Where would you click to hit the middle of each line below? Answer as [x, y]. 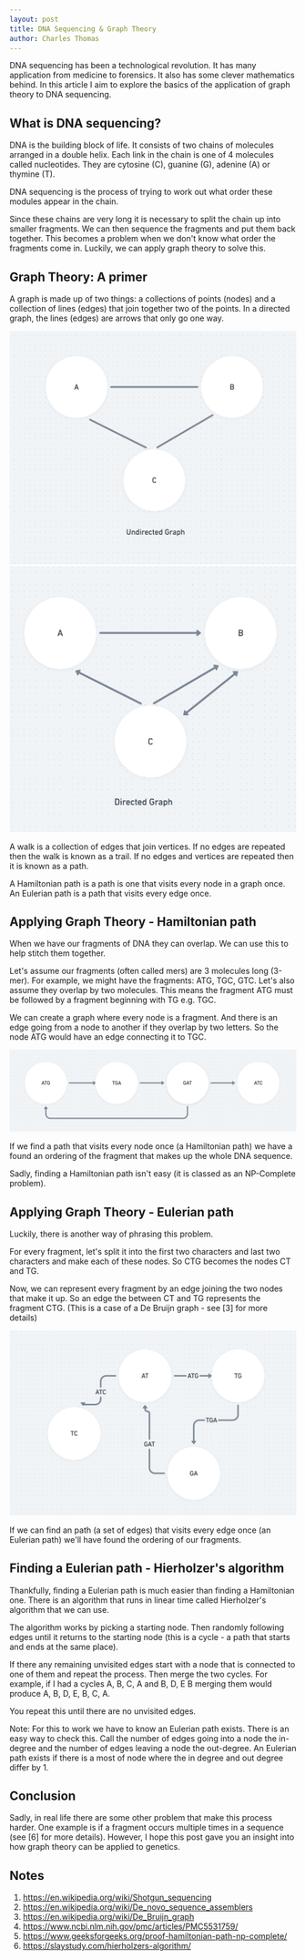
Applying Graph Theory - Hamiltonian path [133, 922]
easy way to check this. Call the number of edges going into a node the [143, 1738]
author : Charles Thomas [55, 38]
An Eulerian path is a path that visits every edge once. [111, 893]
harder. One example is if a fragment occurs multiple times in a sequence [147, 1828]
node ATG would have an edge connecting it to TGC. [108, 1037]
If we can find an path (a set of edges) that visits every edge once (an [140, 1530]
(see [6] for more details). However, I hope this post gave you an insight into [152, 1837]
